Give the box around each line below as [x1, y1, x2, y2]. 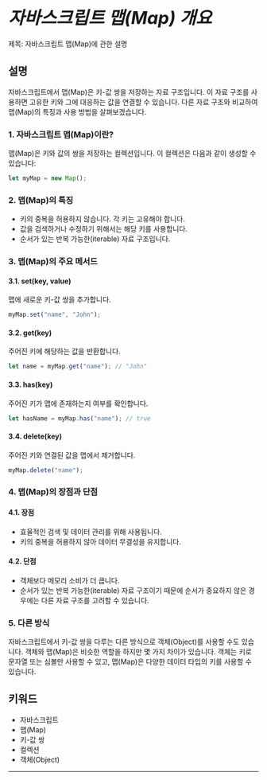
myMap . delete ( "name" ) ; [8, 466, 83, 474]
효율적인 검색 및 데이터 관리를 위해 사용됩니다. [19, 527, 163, 536]
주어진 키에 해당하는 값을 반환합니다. [8, 346, 121, 357]
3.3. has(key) [8, 380, 53, 389]
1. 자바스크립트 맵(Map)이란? [8, 129, 114, 140]
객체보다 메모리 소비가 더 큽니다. [19, 575, 120, 585]
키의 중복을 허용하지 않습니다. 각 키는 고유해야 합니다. [19, 214, 185, 224]
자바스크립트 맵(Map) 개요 [8, 7, 212, 29]
